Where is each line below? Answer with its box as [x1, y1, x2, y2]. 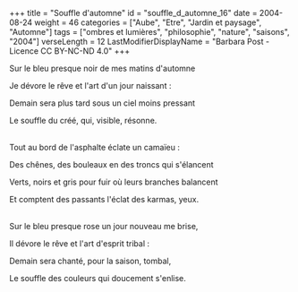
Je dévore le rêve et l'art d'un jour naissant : [9, 81, 172, 90]
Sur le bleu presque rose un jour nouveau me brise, [9, 221, 199, 231]
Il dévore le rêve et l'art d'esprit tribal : [9, 238, 150, 249]
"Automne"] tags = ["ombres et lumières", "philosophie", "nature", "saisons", [9, 27, 290, 37]
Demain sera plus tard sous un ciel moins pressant [9, 98, 195, 108]
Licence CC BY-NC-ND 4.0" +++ [9, 46, 131, 56]
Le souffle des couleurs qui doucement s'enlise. [9, 273, 186, 283]
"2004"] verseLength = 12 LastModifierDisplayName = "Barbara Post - [9, 36, 270, 47]
